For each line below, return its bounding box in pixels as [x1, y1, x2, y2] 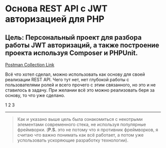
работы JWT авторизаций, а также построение [5, 41, 160, 49]
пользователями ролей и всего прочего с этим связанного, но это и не [5, 82, 156, 88]
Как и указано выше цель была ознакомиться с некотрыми [17, 116, 143, 122]
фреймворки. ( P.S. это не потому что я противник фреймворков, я [17, 127, 158, 133]
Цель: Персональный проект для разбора [5, 33, 142, 42]
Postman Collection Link [5, 62, 54, 67]
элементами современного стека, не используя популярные [17, 122, 146, 127]
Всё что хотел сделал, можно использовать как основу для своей [5, 71, 145, 77]
